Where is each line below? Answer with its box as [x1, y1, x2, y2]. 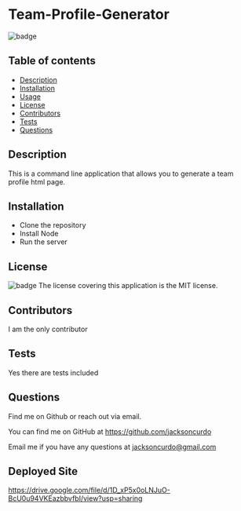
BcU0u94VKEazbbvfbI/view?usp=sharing [8, 494, 143, 503]
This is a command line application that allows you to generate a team [8, 169, 234, 178]
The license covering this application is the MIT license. [38, 281, 218, 290]
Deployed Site [8, 465, 79, 478]
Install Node [19, 229, 59, 239]
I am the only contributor [8, 324, 88, 334]
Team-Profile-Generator [8, 5, 170, 24]
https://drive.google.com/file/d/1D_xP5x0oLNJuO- [8, 485, 170, 495]
